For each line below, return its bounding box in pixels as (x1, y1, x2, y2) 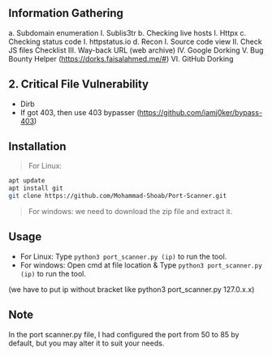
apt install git (8, 184, 63, 193)
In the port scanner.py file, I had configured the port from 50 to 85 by (8, 329, 240, 339)
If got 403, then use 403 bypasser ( (19, 107, 140, 117)
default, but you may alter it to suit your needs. (8, 338, 165, 348)
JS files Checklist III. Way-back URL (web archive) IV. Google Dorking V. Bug (8, 45, 264, 55)
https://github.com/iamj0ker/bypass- (139, 107, 262, 117)
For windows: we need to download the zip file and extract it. (28, 207, 233, 217)
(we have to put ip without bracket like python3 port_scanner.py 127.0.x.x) (8, 284, 255, 294)
